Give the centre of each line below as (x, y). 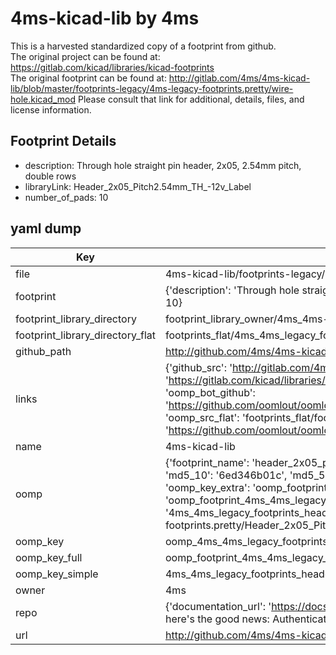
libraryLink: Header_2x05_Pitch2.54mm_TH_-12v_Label (138, 186)
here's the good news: (217, 619)
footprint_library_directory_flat (85, 335)
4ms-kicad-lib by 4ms (105, 18)
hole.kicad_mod (43, 99)
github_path (43, 351)
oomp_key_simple (57, 574)
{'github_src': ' (198, 367)
